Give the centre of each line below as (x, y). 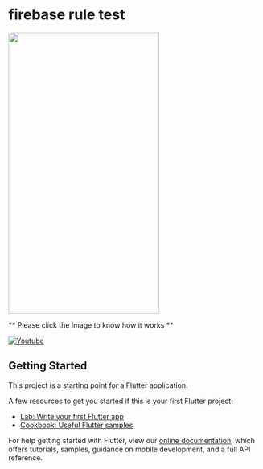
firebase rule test (67, 15)
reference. (25, 457)
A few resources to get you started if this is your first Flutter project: (121, 401)
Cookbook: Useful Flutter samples (76, 425)
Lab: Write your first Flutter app (72, 416)
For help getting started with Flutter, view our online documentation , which (132, 440)
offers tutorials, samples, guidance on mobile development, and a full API (129, 449)
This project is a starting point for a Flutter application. (98, 385)
